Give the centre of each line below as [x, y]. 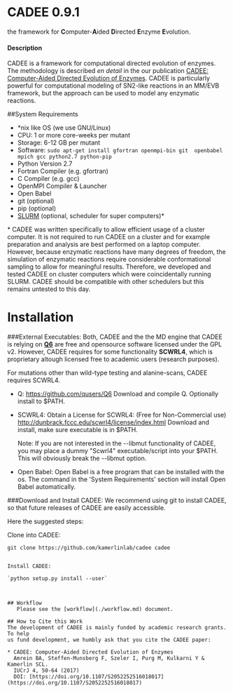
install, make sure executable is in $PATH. [77, 430]
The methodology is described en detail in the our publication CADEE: [108, 71]
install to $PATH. [41, 401]
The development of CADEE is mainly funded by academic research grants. [117, 628]
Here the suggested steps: [45, 522]
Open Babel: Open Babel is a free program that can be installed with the [121, 472]
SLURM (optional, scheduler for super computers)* [91, 216]
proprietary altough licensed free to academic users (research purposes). [113, 359]
